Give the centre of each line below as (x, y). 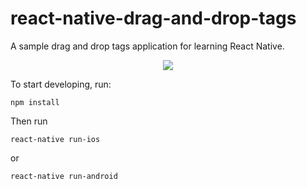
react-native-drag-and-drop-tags (153, 18)
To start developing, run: (61, 84)
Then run (29, 121)
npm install (35, 102)
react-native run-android (64, 176)
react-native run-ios (55, 139)
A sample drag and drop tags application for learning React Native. (147, 46)
